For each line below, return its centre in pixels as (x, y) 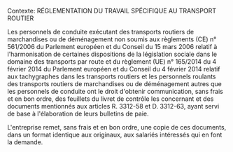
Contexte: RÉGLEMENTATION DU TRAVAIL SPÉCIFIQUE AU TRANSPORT (112, 11)
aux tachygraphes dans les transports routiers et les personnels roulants (112, 76)
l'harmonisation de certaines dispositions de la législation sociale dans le (112, 54)
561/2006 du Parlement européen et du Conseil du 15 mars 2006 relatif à (112, 47)
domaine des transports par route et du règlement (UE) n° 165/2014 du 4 (112, 62)
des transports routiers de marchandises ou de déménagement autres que (114, 84)
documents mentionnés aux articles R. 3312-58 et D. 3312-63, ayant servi (113, 106)
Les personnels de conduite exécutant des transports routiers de (101, 32)
